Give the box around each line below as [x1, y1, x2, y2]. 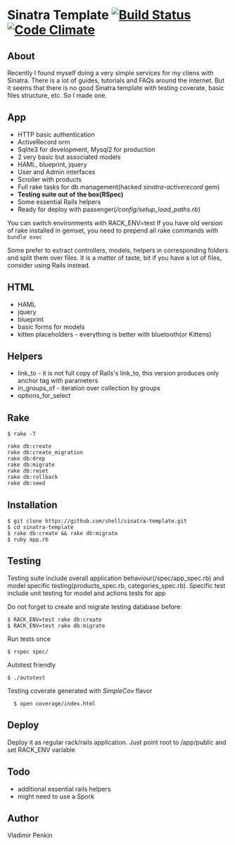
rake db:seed [7, 480, 46, 487]
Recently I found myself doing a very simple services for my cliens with [7, 69, 214, 77]
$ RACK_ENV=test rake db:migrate [7, 622, 106, 630]
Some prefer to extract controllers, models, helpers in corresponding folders [7, 246, 229, 254]
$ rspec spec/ [7, 648, 49, 655]
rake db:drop [7, 455, 46, 463]
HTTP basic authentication [17, 130, 95, 139]
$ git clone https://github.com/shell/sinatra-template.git [7, 518, 188, 525]
